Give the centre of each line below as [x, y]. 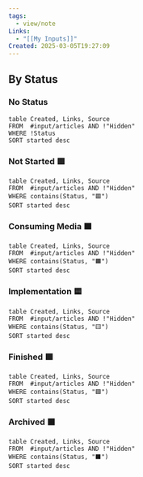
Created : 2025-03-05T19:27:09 [59, 46]
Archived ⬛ [32, 422]
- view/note [36, 24]
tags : [17, 16]
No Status [28, 102]
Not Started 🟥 [37, 161]
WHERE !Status [32, 133]
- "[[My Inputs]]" [47, 39]
